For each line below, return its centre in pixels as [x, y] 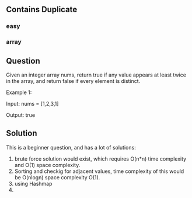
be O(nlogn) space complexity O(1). [57, 177]
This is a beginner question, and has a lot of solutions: [71, 147]
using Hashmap [33, 183]
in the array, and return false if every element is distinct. [73, 81]
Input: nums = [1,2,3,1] [32, 104]
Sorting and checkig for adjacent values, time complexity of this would [99, 171]
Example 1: [19, 92]
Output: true [21, 115]
